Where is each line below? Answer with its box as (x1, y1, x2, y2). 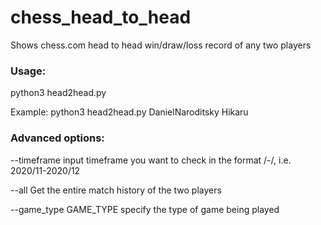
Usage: (10, 64, 47, 78)
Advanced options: (10, 131, 105, 145)
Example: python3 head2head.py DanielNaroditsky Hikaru (10, 106, 249, 118)
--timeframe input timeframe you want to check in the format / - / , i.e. (10, 154, 292, 166)
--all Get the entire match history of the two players (10, 184, 222, 196)
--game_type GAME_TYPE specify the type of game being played (10, 203, 280, 215)
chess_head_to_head (10, 6, 192, 29)
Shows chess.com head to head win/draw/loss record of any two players (10, 39, 312, 51)
